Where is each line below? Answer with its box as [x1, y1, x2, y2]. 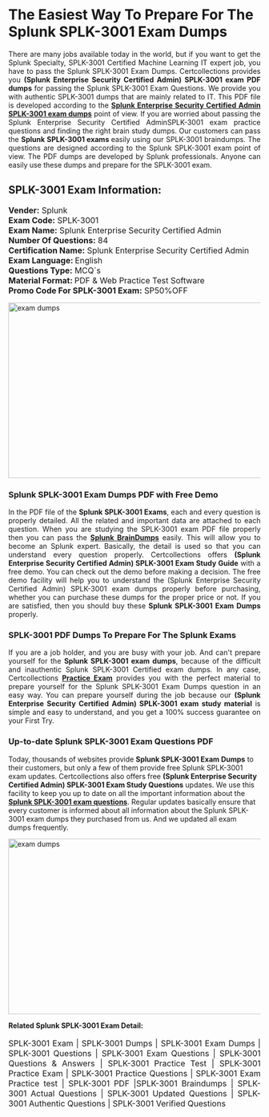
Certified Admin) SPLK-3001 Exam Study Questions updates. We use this [8, 780, 255, 790]
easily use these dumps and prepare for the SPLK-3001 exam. [8, 160, 212, 169]
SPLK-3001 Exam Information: [8, 183, 162, 197]
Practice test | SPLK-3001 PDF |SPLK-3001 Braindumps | [8, 1078, 234, 1089]
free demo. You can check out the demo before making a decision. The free [8, 567, 261, 577]
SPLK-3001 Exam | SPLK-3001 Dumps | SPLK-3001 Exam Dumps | [8, 1038, 261, 1049]
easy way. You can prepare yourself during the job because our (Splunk [8, 690, 261, 700]
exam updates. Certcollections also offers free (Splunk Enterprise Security [8, 771, 258, 781]
